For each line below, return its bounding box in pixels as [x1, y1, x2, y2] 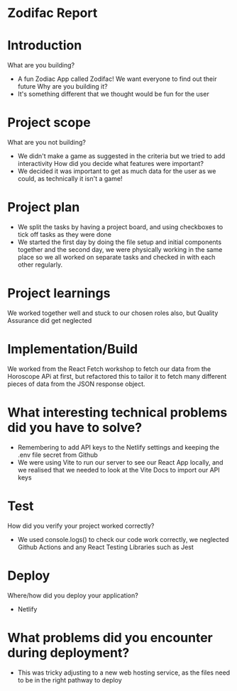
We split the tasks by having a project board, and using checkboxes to [17, 223, 224, 231]
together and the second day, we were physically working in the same [17, 245, 223, 253]
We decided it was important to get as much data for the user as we [17, 167, 216, 175]
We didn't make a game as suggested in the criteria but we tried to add [17, 152, 226, 160]
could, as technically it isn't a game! [17, 175, 123, 183]
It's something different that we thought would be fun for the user [17, 90, 209, 99]
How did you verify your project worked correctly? [7, 521, 155, 530]
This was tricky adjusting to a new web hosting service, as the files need [17, 668, 231, 677]
